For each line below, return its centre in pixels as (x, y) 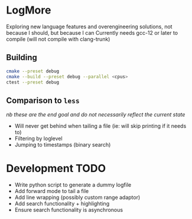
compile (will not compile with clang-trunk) (58, 39)
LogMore (29, 10)
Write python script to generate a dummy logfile (73, 185)
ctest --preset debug (33, 82)
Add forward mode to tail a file (52, 191)
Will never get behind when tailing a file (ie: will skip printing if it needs (100, 126)
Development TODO (56, 169)
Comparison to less (43, 100)
